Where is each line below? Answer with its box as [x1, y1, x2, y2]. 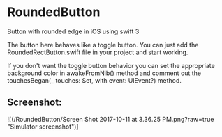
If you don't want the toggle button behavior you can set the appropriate [7, 61, 215, 70]
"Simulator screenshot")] [7, 122, 79, 131]
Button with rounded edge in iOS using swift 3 [7, 27, 140, 35]
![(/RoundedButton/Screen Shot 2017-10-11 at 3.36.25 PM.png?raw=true [7, 115, 214, 123]
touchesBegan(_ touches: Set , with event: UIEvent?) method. [7, 76, 182, 84]
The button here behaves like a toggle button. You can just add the [7, 40, 199, 49]
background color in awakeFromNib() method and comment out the [7, 69, 201, 77]
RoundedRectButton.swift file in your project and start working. [7, 48, 188, 56]
